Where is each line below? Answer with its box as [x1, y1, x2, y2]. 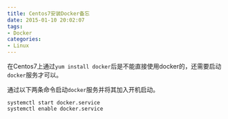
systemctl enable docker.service [7, 105, 104, 112]
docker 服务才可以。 [7, 71, 62, 79]
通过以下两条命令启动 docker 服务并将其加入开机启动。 [7, 86, 159, 93]
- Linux [7, 42, 30, 49]
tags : [7, 23, 23, 30]
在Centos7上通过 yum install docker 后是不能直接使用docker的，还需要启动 [7, 62, 222, 70]
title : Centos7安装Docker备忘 [7, 10, 90, 17]
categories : [7, 36, 41, 43]
